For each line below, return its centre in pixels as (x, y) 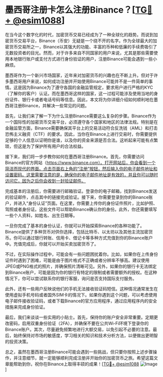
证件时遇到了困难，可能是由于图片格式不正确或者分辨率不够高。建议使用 (77, 260)
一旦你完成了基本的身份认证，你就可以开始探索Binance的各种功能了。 (75, 226)
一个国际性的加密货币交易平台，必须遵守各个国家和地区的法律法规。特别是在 (81, 122)
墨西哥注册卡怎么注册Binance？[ (70, 10)
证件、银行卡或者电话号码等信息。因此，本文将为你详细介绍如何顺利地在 (81, 99)
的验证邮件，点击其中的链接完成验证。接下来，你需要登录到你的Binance (77, 197)
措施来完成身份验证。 (26, 307)
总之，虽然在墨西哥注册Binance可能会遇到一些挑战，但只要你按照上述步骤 (79, 352)
